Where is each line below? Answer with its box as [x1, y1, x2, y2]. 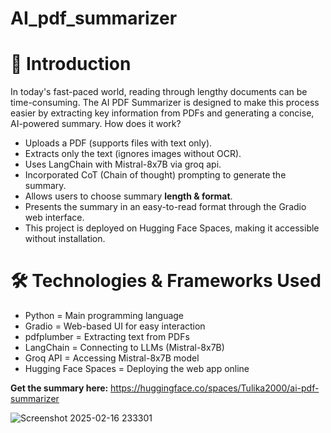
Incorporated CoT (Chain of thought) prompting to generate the [24, 169, 287, 181]
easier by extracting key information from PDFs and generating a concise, [10, 107, 315, 119]
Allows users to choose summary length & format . [24, 190, 233, 202]
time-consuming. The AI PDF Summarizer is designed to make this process [10, 97, 320, 109]
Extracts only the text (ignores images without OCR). [24, 148, 242, 160]
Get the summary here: [10, 382, 109, 394]
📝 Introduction [10, 53, 132, 76]
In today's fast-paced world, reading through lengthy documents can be [10, 86, 308, 98]
